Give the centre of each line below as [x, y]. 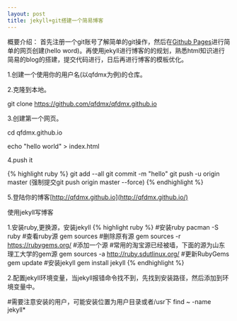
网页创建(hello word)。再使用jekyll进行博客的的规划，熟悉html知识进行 [122, 50]
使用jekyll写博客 [30, 212]
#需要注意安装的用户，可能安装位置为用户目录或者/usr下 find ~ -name [109, 301]
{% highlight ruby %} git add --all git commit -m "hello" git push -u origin [114, 174]
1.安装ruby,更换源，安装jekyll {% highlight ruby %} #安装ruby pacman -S [113, 227]
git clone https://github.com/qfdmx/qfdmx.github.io [82, 103]
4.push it [20, 159]
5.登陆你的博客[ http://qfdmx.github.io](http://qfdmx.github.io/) [98, 197]
